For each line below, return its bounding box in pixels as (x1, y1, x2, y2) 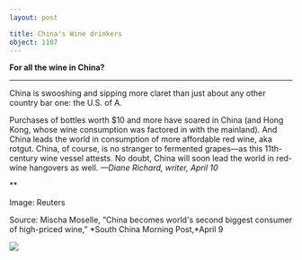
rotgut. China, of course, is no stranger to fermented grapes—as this (9, 143, 263, 154)
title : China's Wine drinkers (9, 29, 123, 39)
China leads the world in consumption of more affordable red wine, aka (9, 134, 272, 144)
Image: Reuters (9, 197, 66, 208)
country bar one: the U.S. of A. (9, 98, 123, 108)
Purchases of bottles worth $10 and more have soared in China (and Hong (9, 115, 284, 126)
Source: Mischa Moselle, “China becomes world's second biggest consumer (9, 214, 293, 225)
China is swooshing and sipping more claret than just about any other (9, 88, 266, 99)
